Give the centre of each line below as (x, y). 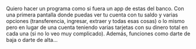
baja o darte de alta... (32, 40)
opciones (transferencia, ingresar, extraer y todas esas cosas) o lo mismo (95, 21)
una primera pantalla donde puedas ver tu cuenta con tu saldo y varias (92, 15)
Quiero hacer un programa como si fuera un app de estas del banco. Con (95, 9)
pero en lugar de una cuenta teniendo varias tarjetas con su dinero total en (97, 27)
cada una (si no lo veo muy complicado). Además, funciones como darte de (98, 34)
